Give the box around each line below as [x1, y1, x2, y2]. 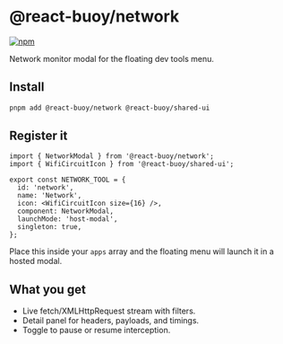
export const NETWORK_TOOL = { [9, 175, 126, 185]
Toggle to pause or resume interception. [21, 325, 171, 336]
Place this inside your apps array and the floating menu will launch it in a [9, 246, 275, 257]
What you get [9, 281, 87, 297]
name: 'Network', [17, 191, 82, 200]
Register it [9, 128, 68, 144]
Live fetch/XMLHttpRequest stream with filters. [21, 305, 196, 316]
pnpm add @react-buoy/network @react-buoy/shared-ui [9, 103, 210, 112]
